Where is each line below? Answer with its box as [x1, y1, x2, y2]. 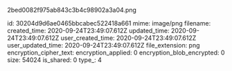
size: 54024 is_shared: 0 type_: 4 [7, 56, 102, 64]
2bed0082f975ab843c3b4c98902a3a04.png [7, 6, 137, 14]
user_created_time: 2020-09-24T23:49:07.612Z [60, 34, 197, 42]
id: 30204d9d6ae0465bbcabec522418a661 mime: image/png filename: [7, 19, 211, 27]
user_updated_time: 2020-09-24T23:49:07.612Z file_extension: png [7, 41, 200, 49]
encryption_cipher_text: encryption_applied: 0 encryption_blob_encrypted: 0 [7, 48, 225, 57]
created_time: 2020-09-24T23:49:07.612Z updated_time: [7, 27, 170, 34]
